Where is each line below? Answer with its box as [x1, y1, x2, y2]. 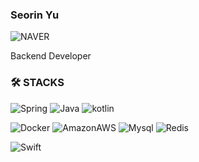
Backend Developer [10, 50, 92, 62]
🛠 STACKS [10, 76, 65, 90]
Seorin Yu [10, 8, 60, 22]
